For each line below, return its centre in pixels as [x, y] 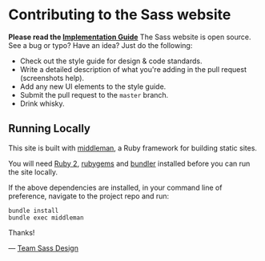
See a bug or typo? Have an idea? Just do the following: [100, 45]
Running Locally [49, 128]
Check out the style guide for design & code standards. [111, 61]
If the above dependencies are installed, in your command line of [115, 187]
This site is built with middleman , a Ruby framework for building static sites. [133, 148]
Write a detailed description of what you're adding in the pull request [133, 69]
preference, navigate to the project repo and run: [89, 196]
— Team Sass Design [43, 248]
